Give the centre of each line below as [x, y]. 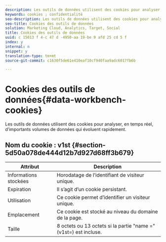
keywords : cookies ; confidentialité [44, 14]
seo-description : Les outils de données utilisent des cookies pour [77, 19]
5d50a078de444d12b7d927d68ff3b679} [70, 152]
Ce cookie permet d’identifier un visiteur [103, 197]
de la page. [70, 218]
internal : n [17, 47]
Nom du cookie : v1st [38, 145]
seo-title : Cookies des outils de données [49, 24]
